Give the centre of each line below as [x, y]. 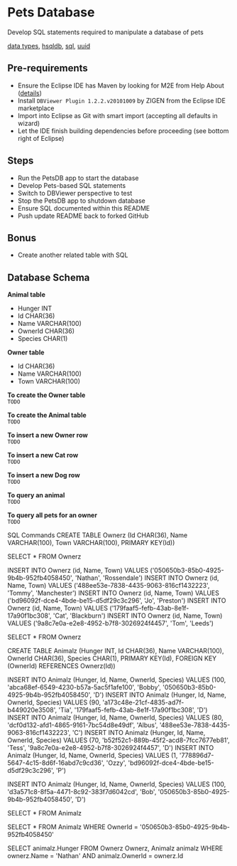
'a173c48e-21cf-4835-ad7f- [143, 702]
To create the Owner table [46, 395]
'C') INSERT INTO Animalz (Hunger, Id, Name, [139, 733]
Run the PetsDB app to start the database [78, 178]
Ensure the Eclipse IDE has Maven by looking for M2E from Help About [121, 85]
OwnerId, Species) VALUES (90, [54, 702]
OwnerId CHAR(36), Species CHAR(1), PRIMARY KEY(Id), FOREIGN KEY [112, 658]
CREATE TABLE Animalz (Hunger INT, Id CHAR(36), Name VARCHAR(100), [116, 651]
